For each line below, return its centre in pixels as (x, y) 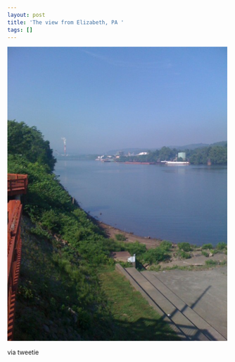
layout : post (26, 15)
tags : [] (20, 30)
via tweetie (23, 352)
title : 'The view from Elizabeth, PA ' (66, 22)
